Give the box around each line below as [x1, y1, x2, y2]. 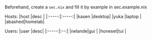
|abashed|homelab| [4, 19, 45, 24]
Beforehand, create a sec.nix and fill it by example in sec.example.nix [4, 4, 148, 10]
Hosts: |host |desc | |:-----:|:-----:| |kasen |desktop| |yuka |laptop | [4, 14, 142, 19]
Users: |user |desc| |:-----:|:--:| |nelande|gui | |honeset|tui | [4, 28, 127, 34]
